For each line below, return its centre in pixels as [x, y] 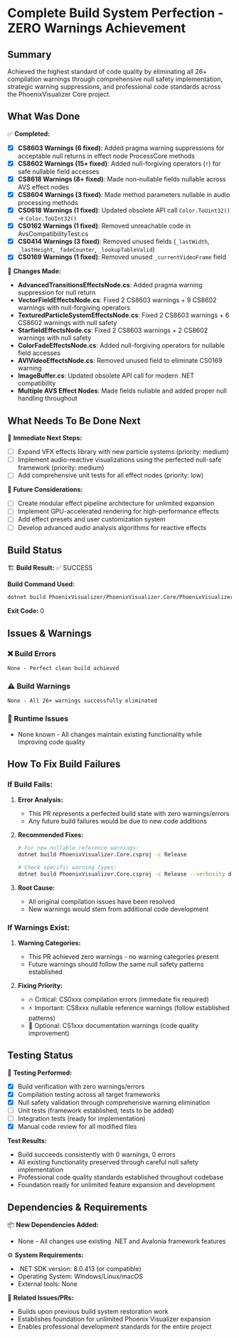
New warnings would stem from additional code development [118, 909]
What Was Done [44, 116]
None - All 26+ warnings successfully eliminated [83, 701]
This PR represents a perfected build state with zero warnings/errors [129, 814]
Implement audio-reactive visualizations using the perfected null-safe [119, 460]
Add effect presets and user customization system [91, 519]
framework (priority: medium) [61, 468]
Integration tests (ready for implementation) [81, 1119]
